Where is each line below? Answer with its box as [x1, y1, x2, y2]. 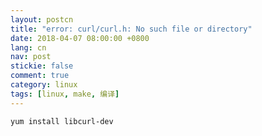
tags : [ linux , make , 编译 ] [10, 89, 120, 99]
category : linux [10, 80, 78, 90]
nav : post [10, 52, 52, 62]
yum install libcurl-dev [10, 116, 114, 126]
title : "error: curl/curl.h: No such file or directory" [10, 24, 253, 34]
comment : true [10, 71, 70, 81]
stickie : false [10, 61, 74, 71]
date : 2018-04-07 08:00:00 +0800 [10, 33, 150, 43]
